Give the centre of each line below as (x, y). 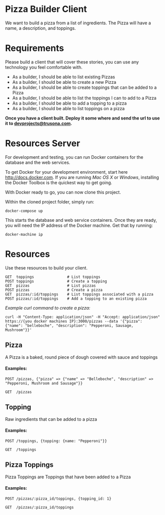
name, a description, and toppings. (41, 28)
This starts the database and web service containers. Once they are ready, (81, 220)
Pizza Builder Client (46, 9)
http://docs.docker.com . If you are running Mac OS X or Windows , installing (82, 177)
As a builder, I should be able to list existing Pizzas (63, 77)
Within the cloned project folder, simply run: (50, 201)
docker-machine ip (24, 234)
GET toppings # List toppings (53, 277)
